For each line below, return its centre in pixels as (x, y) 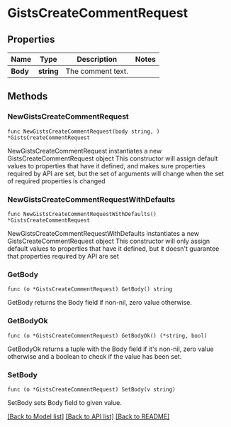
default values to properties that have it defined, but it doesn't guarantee (113, 248)
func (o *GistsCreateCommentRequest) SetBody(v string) (91, 389)
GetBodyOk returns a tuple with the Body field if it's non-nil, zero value (111, 349)
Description (97, 59)
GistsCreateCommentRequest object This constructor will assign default (113, 158)
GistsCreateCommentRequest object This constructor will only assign (109, 241)
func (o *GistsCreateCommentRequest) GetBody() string (90, 289)
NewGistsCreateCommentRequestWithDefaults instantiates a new (103, 233)
